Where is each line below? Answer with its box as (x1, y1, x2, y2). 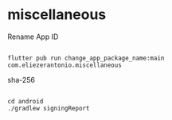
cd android (7, 97, 44, 105)
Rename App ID (7, 32, 59, 41)
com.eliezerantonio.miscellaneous (7, 61, 123, 69)
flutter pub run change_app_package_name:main (7, 54, 165, 62)
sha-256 (7, 75, 36, 84)
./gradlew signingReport (7, 104, 90, 112)
